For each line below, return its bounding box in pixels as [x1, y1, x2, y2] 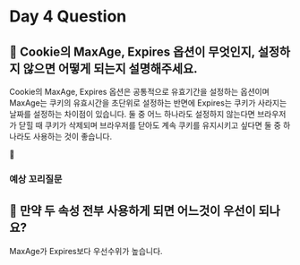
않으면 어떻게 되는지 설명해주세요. [22, 61, 199, 76]
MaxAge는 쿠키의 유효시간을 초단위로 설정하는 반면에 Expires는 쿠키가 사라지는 [9, 98, 287, 108]
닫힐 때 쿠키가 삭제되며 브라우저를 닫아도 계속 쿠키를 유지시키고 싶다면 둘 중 [18, 120, 282, 131]
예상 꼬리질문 [9, 173, 63, 185]
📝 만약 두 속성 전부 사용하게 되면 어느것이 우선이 [9, 203, 256, 218]
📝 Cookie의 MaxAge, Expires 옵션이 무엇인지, [9, 44, 255, 59]
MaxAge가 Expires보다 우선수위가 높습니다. [9, 245, 163, 256]
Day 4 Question [9, 6, 127, 27]
